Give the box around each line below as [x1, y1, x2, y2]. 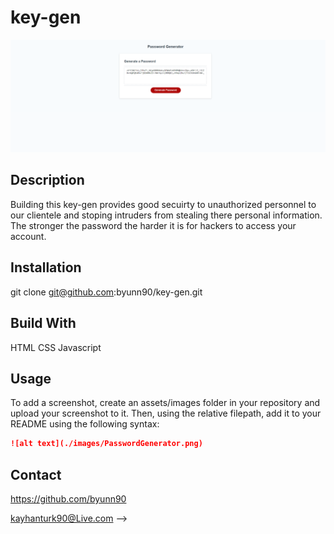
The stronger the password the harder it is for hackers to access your [10, 219, 297, 231]
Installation [10, 259, 82, 276]
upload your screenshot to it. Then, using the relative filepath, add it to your [10, 407, 322, 420]
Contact [10, 466, 62, 483]
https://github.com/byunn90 [10, 493, 127, 505]
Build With [10, 315, 77, 332]
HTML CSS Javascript [10, 341, 102, 353]
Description [10, 172, 85, 189]
